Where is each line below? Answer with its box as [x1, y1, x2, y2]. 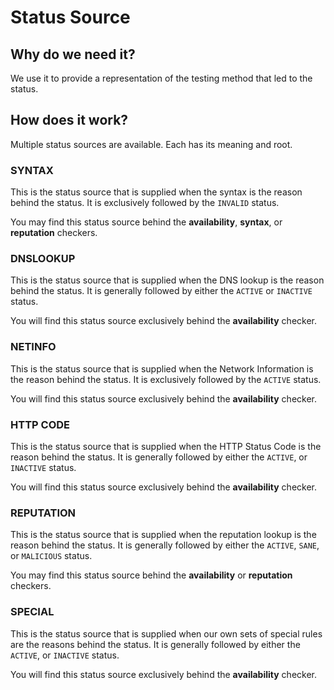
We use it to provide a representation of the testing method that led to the [10, 72, 313, 84]
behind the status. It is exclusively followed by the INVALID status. [10, 197, 280, 209]
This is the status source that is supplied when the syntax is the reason [10, 186, 303, 198]
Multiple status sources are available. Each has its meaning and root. [10, 138, 293, 150]
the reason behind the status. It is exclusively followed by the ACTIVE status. [10, 373, 322, 385]
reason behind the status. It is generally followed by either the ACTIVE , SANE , [10, 539, 320, 551]
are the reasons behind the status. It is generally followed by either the [10, 638, 301, 650]
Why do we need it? [10, 46, 136, 63]
